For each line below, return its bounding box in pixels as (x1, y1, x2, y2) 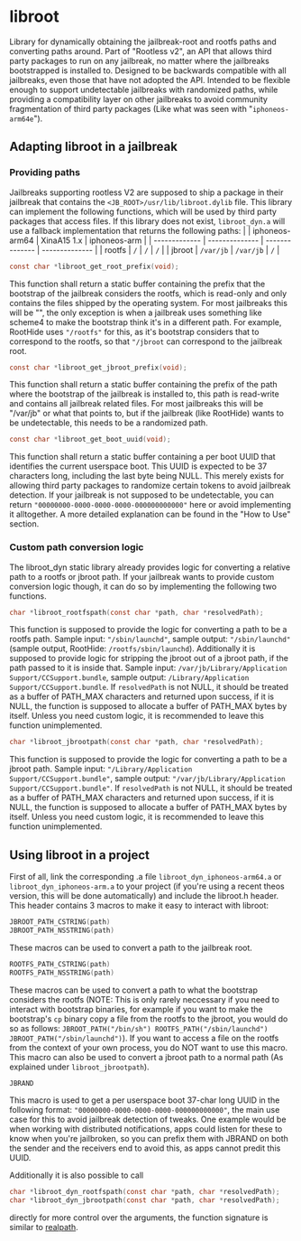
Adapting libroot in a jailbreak (9, 139, 178, 154)
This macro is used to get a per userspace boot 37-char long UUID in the (9, 1095, 280, 1106)
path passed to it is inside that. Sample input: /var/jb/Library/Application (9, 662, 287, 674)
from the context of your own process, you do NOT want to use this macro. (9, 1041, 288, 1053)
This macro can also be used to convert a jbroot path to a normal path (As (9, 1051, 284, 1062)
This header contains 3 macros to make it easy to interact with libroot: (9, 900, 269, 911)
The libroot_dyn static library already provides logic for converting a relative (9, 562, 291, 573)
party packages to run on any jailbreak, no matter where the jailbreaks (9, 55, 270, 66)
